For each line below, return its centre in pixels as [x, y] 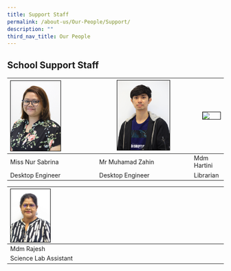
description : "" [30, 29]
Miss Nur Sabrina [34, 162]
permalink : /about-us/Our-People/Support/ [69, 22]
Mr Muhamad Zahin [127, 162]
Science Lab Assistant [42, 259]
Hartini [203, 166]
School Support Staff [53, 65]
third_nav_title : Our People [49, 36]
